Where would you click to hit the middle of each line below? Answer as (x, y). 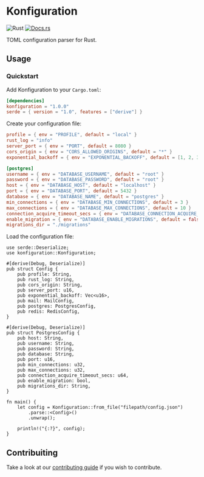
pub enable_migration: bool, (54, 381)
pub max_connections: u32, (51, 370)
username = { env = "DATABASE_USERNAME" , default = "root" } (85, 174)
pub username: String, (46, 344)
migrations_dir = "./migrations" (49, 225)
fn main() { (21, 402)
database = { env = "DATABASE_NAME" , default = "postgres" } (85, 197)
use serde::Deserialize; (38, 248)
